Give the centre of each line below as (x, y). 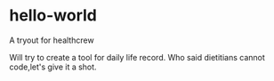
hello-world (53, 16)
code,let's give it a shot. (53, 67)
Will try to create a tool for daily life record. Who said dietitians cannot (137, 57)
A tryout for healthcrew (52, 40)
